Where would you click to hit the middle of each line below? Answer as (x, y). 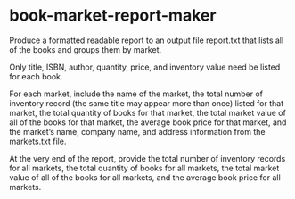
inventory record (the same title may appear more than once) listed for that (146, 103)
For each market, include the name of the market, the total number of (136, 94)
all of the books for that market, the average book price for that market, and (148, 122)
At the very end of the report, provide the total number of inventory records (147, 158)
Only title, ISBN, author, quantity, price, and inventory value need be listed (145, 67)
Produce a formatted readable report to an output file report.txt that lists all (147, 40)
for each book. (36, 76)
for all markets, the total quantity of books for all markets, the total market (144, 168)
